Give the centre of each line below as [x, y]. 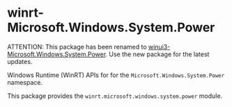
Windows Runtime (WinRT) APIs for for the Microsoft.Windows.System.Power [116, 75]
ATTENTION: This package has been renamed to [77, 47]
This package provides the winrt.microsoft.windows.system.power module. [115, 96]
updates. [20, 61]
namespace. [25, 82]
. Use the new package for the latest [157, 54]
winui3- [159, 47]
